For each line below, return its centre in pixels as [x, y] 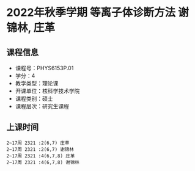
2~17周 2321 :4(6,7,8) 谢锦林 [43, 162]
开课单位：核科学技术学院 [47, 91]
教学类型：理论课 [37, 83]
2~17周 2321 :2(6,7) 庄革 [38, 143]
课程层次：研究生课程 [42, 106]
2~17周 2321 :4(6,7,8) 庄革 [41, 156]
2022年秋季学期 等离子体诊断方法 [91, 13]
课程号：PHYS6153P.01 [44, 68]
